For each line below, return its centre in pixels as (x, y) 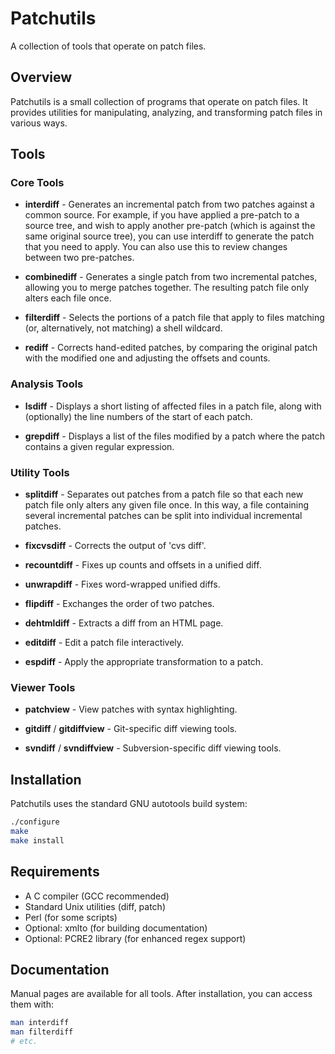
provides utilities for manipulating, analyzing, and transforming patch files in (166, 112)
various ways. (39, 123)
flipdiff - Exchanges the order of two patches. (119, 604)
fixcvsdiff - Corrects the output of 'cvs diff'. (115, 546)
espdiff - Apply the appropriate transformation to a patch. (144, 662)
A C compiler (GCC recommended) (97, 896)
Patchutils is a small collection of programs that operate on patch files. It (159, 101)
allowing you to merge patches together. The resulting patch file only (167, 288)
